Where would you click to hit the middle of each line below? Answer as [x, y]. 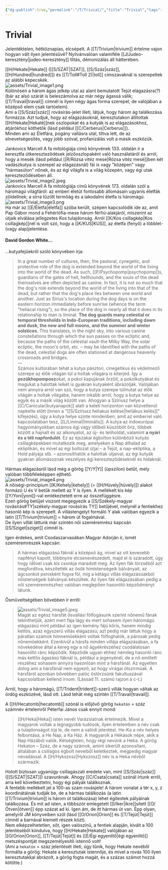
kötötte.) [14, 862]
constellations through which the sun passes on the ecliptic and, [84, 336]
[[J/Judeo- [132, 54]
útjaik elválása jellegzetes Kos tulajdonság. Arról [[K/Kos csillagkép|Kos [79, 218]
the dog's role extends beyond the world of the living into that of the [88, 288]
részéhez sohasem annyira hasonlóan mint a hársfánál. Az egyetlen [87, 663]
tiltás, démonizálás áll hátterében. [105, 59]
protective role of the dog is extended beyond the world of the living [88, 266]
